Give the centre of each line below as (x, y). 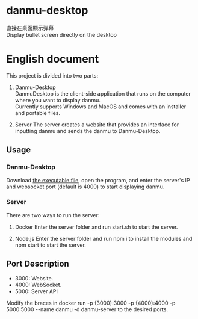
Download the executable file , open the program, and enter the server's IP (98, 180)
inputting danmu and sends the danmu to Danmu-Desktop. (88, 131)
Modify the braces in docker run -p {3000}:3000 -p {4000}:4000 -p (91, 303)
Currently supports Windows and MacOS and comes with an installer (101, 107)
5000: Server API (36, 291)
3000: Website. (34, 278)
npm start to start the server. (50, 245)
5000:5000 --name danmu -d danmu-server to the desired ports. (87, 309)
